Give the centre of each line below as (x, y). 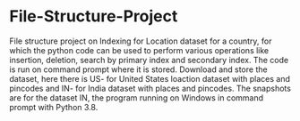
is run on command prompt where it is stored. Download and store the (138, 69)
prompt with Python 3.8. (54, 107)
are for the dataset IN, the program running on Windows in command (137, 97)
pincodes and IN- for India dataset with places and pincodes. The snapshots (150, 88)
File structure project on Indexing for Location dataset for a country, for (141, 41)
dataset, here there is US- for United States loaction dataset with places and (150, 78)
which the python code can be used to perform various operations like (139, 50)
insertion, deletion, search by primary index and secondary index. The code (149, 60)
